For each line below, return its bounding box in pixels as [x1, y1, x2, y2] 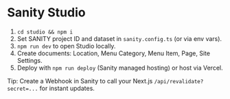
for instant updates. [39, 84, 95, 92]
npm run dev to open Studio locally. [16, 42, 116, 50]
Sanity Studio [7, 5, 86, 20]
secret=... [7, 85, 38, 92]
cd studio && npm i [16, 29, 73, 36]
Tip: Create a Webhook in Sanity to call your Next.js [7, 76, 153, 85]
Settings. [16, 56, 43, 64]
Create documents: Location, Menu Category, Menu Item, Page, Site [16, 49, 211, 57]
